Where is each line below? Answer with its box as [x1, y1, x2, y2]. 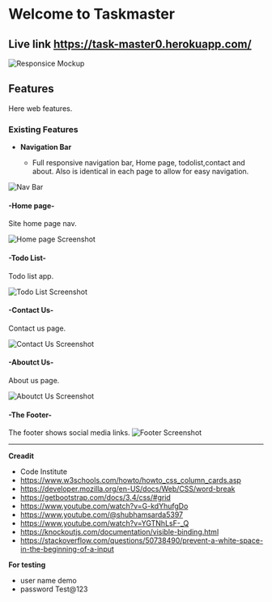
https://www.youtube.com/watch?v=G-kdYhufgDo [19, 502, 189, 511]
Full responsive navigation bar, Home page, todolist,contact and [32, 158, 245, 168]
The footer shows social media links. [8, 428, 131, 438]
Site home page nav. [8, 219, 77, 228]
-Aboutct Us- [8, 357, 54, 367]
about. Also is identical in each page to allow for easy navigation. [32, 167, 249, 177]
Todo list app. [8, 271, 54, 280]
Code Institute [19, 467, 67, 476]
